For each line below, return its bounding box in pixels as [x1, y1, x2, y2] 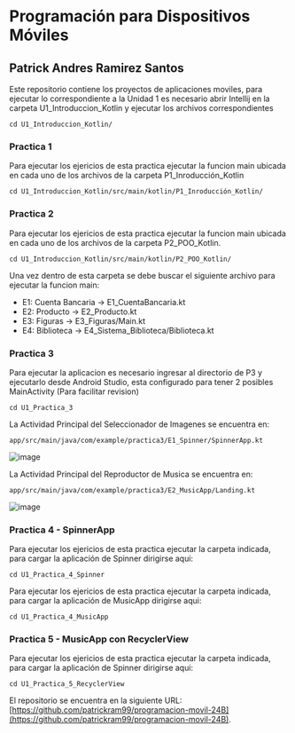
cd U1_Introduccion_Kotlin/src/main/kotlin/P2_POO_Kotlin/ [9, 255, 232, 264]
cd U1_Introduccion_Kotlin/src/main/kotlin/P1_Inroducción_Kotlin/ [9, 187, 264, 196]
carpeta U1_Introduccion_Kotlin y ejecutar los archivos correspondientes [9, 103, 274, 113]
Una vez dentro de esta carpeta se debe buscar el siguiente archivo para [9, 270, 276, 280]
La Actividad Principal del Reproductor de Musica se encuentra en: [9, 469, 253, 479]
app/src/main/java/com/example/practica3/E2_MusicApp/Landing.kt [9, 485, 255, 494]
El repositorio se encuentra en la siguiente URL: [9, 695, 182, 706]
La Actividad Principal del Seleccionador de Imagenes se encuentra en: [9, 419, 270, 430]
